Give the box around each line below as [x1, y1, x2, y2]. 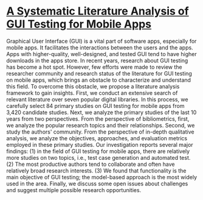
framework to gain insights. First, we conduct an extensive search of [6, 89, 178, 96]
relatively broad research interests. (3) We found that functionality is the [6, 166, 187, 174]
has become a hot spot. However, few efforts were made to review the [6, 63, 182, 71]
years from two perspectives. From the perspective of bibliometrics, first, [6, 115, 190, 123]
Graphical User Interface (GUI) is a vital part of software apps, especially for [6, 37, 197, 45]
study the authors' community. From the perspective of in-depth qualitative [6, 128, 194, 135]
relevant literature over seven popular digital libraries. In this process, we [6, 96, 188, 103]
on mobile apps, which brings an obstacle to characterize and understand [6, 76, 191, 84]
